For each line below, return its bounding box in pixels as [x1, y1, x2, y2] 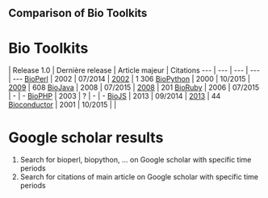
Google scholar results [8, 128, 164, 146]
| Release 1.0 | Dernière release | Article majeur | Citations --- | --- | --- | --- [8, 65, 261, 75]
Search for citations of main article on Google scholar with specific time [19, 172, 258, 182]
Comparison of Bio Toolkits [8, 6, 148, 20]
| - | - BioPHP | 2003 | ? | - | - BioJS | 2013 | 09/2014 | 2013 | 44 [8, 91, 221, 101]
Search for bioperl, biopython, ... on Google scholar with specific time [19, 155, 252, 165]
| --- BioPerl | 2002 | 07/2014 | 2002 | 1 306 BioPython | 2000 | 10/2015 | [8, 74, 250, 84]
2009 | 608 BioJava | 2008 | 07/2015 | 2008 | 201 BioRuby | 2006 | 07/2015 [8, 82, 260, 92]
